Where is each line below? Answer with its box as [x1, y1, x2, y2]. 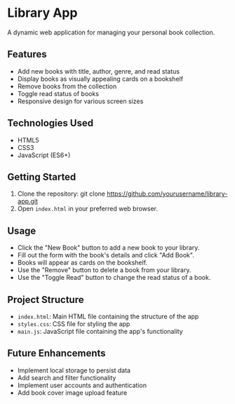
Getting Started [7, 170, 76, 183]
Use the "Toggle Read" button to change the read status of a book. [17, 274, 211, 282]
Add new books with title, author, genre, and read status [17, 67, 180, 75]
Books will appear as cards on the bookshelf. [17, 258, 148, 267]
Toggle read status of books [17, 89, 100, 97]
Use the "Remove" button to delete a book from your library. [17, 266, 192, 274]
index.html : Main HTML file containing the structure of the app [17, 312, 199, 321]
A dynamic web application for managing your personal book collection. [7, 28, 215, 36]
